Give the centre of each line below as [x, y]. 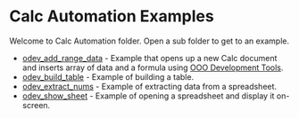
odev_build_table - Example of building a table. [108, 76]
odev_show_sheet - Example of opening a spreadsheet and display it [148, 96]
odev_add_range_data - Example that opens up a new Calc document [149, 58]
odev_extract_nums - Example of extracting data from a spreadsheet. [149, 86]
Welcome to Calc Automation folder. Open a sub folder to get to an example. [149, 41]
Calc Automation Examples [112, 16]
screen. [36, 105]
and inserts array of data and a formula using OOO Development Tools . [153, 67]
